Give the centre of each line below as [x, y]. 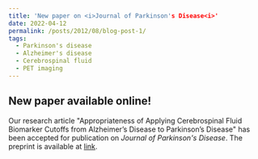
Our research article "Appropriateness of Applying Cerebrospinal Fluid [125, 120]
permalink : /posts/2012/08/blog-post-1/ [78, 31]
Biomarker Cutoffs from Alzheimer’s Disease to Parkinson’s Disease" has [129, 129]
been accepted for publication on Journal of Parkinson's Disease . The [125, 137]
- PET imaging [39, 69]
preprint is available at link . [53, 146]
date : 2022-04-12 [38, 23]
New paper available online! [80, 101]
